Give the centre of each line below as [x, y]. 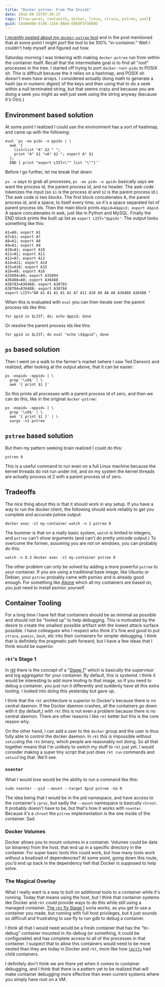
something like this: [25, 224]
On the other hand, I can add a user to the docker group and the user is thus [82, 731]
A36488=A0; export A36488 [32, 280]
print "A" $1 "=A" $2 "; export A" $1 [54, 154]
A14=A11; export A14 [26, 263]
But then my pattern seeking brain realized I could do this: [64, 448]
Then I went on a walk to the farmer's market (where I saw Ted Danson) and [82, 361]
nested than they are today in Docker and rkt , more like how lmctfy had [78, 949]
